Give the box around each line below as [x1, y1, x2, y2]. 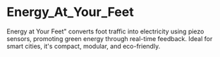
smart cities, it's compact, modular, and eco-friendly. [6, 42, 161, 50]
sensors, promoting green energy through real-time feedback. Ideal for [6, 34, 213, 42]
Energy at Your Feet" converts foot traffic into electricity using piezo [6, 27, 204, 35]
